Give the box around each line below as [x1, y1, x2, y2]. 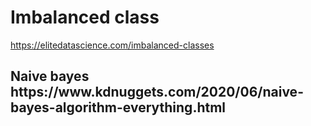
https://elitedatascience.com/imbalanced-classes [10, 39, 215, 51]
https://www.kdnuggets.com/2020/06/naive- [10, 84, 304, 101]
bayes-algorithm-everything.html [10, 99, 227, 116]
